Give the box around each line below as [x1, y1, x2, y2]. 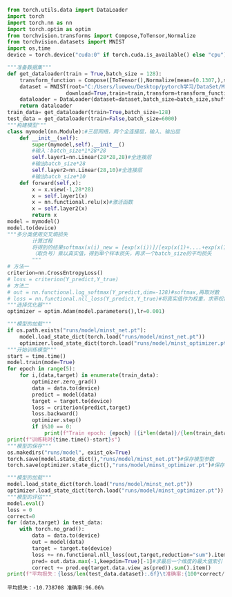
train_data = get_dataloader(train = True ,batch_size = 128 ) [7, 109, 171, 116]
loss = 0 [7, 506, 32, 513]
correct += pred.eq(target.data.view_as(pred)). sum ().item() [32, 564, 212, 571]
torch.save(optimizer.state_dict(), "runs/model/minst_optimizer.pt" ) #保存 [7, 462, 225, 469]
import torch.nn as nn [7, 19, 72, 26]
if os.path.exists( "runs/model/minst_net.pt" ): [7, 327, 147, 334]
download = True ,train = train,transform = [66, 90, 177, 97]
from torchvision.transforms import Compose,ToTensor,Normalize [7, 32, 196, 39]
